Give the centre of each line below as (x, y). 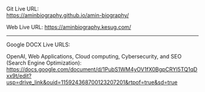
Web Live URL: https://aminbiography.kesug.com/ (69, 27)
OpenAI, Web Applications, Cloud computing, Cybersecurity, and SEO (94, 56)
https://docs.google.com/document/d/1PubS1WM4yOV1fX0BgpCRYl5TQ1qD (102, 69)
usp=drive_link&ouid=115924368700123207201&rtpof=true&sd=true (92, 82)
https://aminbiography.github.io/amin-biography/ (68, 15)
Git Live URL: (23, 9)
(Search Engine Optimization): (44, 63)
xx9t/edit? (19, 76)
